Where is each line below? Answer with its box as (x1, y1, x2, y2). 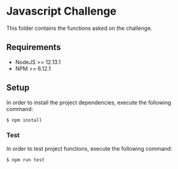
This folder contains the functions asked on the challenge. (6, 24, 152, 32)
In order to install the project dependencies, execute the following (6, 99, 171, 106)
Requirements (6, 42, 61, 52)
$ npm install (6, 117, 43, 123)
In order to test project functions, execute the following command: (6, 145, 173, 152)
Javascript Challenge (6, 4, 117, 18)
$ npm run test (6, 157, 45, 163)
